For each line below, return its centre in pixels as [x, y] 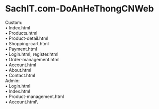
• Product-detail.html [27, 38]
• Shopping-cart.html [27, 43]
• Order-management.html [32, 59]
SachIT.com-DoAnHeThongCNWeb [79, 9]
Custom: [14, 22]
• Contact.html [20, 75]
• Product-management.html [35, 96]
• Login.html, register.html [32, 54]
